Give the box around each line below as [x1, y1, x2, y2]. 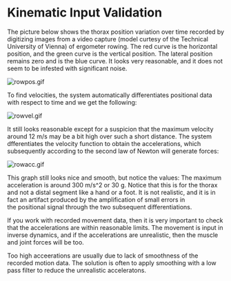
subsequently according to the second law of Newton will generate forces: [7, 147, 219, 155]
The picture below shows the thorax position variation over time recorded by [7, 28, 225, 36]
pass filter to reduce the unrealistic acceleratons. [7, 266, 147, 274]
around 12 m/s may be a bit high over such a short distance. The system [7, 132, 212, 140]
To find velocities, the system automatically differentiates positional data [7, 91, 212, 99]
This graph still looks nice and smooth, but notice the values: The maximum [7, 174, 222, 182]
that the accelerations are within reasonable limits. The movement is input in [7, 223, 223, 231]
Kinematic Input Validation [7, 5, 163, 21]
